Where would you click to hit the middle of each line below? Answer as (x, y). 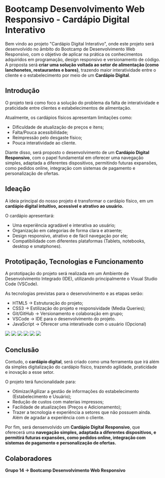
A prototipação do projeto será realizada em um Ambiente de (67, 274)
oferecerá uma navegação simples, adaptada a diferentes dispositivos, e (81, 433)
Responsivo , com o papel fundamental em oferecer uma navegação (74, 158)
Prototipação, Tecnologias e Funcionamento (74, 261)
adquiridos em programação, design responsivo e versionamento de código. (83, 59)
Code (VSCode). (22, 284)
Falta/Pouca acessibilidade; (40, 132)
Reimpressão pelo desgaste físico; (47, 137)
